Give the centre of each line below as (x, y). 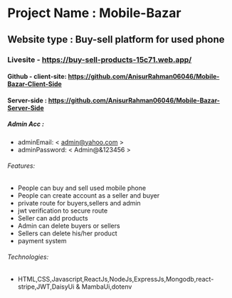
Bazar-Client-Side (35, 84)
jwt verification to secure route (63, 211)
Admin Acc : (26, 124)
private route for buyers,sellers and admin (79, 203)
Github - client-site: (37, 77)
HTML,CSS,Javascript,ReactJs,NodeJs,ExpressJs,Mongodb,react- (116, 280)
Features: (21, 166)
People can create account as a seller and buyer (89, 195)
